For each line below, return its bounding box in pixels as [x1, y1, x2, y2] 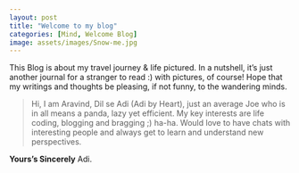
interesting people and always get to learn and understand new [30, 127, 264, 138]
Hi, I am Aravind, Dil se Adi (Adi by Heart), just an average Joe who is [30, 99, 286, 110]
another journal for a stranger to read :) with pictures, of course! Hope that [9, 72, 283, 83]
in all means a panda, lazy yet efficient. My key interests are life [30, 108, 265, 119]
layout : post [9, 12, 58, 22]
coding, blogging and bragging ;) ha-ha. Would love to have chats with [30, 118, 291, 128]
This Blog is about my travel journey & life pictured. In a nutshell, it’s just [9, 62, 273, 73]
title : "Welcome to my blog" [9, 21, 118, 30]
